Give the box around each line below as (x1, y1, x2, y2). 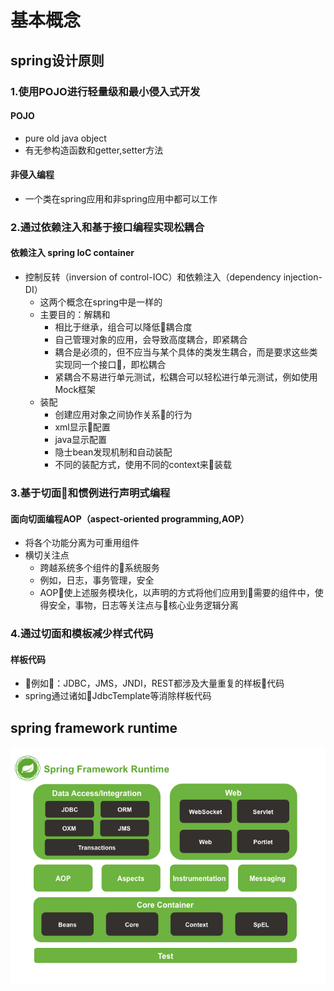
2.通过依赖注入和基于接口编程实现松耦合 (10, 220, 205, 234)
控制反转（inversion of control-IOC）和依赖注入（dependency (24, 271, 282, 283)
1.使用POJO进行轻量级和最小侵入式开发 (10, 84, 201, 98)
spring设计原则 (10, 52, 105, 69)
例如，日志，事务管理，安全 (39, 574, 155, 586)
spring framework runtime (10, 719, 178, 736)
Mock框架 (54, 384, 97, 396)
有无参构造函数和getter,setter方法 (24, 144, 164, 156)
